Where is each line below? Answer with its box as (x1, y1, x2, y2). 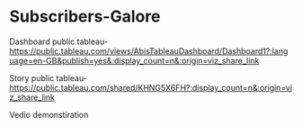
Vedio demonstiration (9, 109, 89, 120)
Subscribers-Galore (9, 6, 161, 27)
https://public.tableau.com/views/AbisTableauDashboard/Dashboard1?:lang (9, 45, 289, 56)
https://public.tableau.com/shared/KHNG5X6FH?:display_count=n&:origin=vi (9, 82, 293, 93)
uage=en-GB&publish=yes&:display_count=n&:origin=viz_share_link (9, 55, 260, 66)
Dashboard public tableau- (9, 36, 109, 47)
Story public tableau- (9, 72, 88, 83)
